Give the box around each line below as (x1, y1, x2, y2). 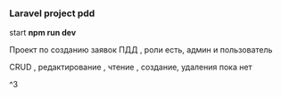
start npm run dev (9, 28, 77, 38)
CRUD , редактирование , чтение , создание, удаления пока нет (9, 61, 252, 73)
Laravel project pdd (9, 7, 95, 20)
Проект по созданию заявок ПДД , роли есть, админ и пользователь (9, 44, 273, 55)
